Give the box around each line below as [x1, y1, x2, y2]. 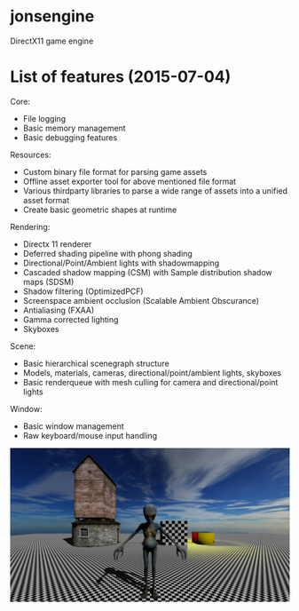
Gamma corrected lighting [22, 313, 119, 325]
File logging [22, 113, 67, 123]
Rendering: [10, 221, 51, 232]
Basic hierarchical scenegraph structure [22, 358, 169, 369]
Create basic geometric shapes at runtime [22, 204, 177, 215]
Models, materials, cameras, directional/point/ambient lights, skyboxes [22, 367, 282, 378]
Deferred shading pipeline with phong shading [22, 248, 193, 258]
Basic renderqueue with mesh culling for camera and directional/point [22, 377, 279, 387]
